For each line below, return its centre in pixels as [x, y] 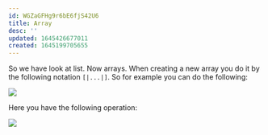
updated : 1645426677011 [48, 38]
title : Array [30, 23]
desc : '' [23, 31]
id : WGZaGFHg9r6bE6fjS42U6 [54, 16]
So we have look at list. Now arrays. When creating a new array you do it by [134, 68]
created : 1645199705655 [48, 46]
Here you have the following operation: [73, 108]
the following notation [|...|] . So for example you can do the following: [128, 77]
